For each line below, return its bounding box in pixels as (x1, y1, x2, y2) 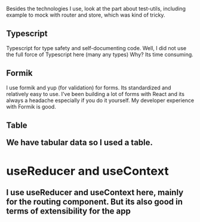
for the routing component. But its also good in (6, 197, 183, 207)
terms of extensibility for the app (6, 206, 131, 217)
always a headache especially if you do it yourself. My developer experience (6, 97, 195, 104)
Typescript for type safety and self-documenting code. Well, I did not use (6, 44, 187, 51)
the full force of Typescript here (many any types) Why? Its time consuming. (6, 51, 194, 58)
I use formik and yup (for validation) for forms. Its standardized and (6, 84, 171, 91)
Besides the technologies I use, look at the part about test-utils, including (6, 5, 186, 12)
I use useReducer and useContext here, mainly (6, 187, 184, 198)
